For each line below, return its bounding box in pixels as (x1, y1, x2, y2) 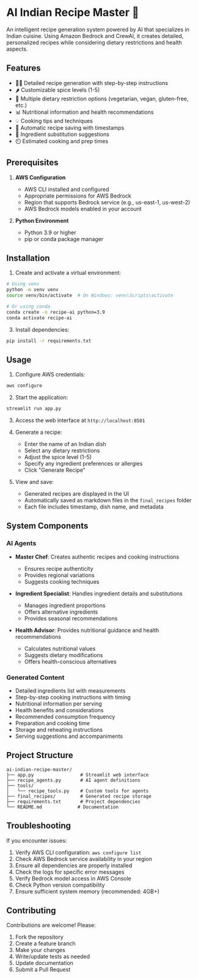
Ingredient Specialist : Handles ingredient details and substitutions (15, 590, 183, 597)
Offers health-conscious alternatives (24, 658, 117, 665)
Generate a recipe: (15, 428, 62, 436)
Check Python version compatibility (15, 881, 105, 888)
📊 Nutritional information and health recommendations (15, 108, 154, 116)
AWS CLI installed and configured (24, 185, 109, 193)
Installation (6, 253, 50, 263)
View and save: (15, 478, 54, 486)
